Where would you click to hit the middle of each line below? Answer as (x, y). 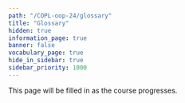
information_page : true (48, 38)
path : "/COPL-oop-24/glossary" (60, 16)
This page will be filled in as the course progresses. (93, 90)
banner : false (32, 46)
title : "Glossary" (39, 23)
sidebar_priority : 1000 (48, 68)
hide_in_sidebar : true (46, 61)
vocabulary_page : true (46, 53)
